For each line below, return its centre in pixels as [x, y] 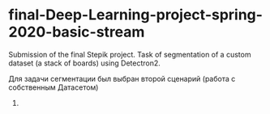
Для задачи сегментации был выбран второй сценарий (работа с [122, 78]
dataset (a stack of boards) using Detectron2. [84, 63]
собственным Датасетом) [54, 87]
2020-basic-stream [77, 32]
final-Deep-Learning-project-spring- [136, 15]
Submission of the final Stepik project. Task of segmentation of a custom [130, 54]
